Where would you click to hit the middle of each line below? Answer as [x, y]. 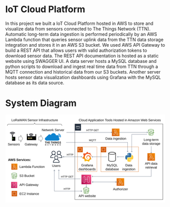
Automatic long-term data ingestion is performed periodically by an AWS [81, 34]
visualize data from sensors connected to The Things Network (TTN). [78, 28]
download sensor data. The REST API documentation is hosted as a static [82, 56]
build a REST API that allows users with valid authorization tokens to [76, 50]
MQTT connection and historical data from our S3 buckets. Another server [83, 72]
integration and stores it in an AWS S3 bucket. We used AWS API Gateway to [85, 45]
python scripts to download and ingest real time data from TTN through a [82, 66]
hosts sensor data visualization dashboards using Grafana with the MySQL [83, 77]
